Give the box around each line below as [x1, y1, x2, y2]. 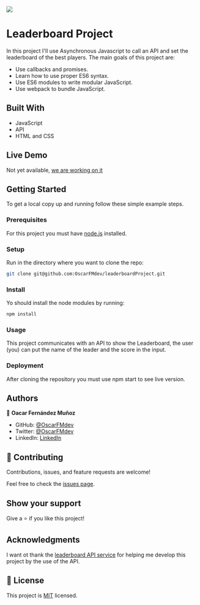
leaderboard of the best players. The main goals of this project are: [6, 53, 176, 61]
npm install [6, 311, 37, 317]
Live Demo [6, 150, 48, 161]
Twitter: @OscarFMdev [15, 428, 74, 435]
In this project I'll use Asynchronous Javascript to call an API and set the [6, 47, 188, 55]
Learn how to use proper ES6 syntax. [15, 72, 109, 79]
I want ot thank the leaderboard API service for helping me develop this [6, 551, 186, 558]
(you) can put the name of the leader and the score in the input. [6, 346, 166, 353]
